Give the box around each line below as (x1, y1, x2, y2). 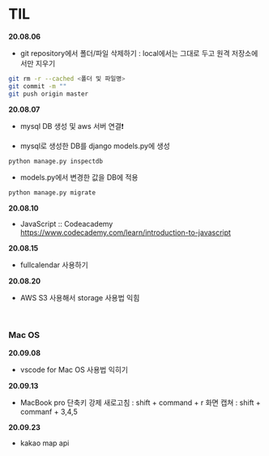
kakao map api (19, 438, 70, 448)
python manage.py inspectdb (8, 157, 104, 165)
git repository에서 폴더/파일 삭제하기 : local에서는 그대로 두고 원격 (19, 48, 230, 58)
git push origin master (8, 90, 89, 98)
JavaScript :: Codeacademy (19, 219, 113, 229)
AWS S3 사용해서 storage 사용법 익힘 (19, 293, 140, 303)
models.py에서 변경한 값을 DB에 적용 (19, 173, 139, 182)
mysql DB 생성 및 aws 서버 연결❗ (19, 121, 124, 130)
